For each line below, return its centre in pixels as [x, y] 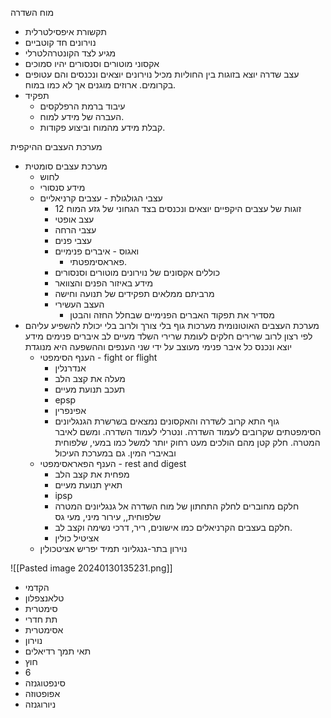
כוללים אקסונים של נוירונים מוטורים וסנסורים [137, 272]
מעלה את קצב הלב [90, 378]
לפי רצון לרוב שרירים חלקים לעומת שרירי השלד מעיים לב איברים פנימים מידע [168, 336]
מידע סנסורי [62, 187]
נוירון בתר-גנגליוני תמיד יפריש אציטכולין [113, 548]
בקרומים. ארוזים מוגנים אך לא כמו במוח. [100, 85]
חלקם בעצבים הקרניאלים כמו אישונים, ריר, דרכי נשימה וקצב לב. [173, 527]
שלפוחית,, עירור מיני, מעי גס [108, 516]
